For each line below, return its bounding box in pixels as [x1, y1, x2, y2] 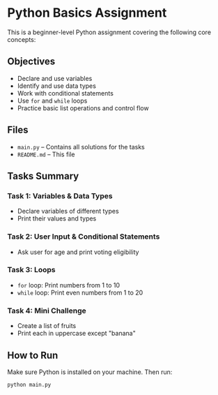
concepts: [7, 35, 36, 43]
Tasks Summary [7, 170, 79, 182]
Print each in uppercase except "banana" [17, 329, 136, 338]
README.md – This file [17, 150, 75, 158]
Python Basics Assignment [7, 5, 167, 21]
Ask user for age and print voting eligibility [17, 248, 139, 256]
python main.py [7, 381, 52, 388]
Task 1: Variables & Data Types [7, 191, 113, 200]
